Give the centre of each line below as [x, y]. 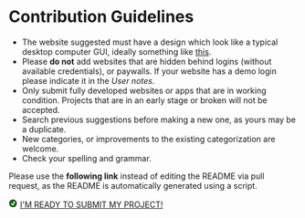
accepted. [41, 109]
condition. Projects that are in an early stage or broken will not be [144, 100]
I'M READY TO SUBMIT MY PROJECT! [91, 204]
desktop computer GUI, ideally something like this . [116, 51]
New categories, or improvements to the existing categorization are [148, 139]
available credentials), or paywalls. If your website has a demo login [149, 71]
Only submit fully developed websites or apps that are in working [144, 90]
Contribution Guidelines [101, 17]
